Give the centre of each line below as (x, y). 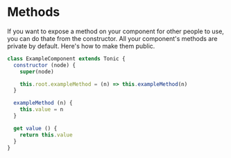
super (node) (37, 71)
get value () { (35, 128)
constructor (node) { (45, 65)
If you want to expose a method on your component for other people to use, (115, 31)
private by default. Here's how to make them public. (81, 46)
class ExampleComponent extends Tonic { (67, 59)
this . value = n (42, 109)
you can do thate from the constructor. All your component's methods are (112, 38)
